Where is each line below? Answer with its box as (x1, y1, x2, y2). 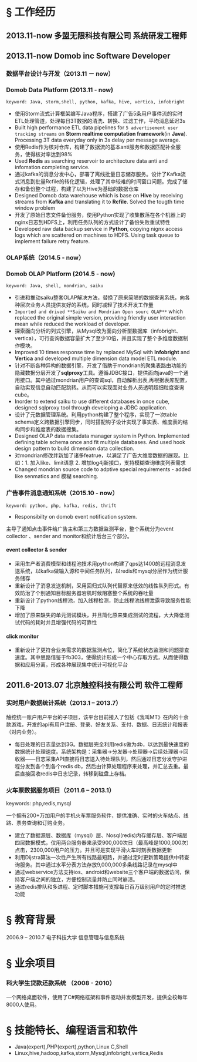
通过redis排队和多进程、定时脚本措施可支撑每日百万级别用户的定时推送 (14, 883, 186, 890)
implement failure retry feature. (14, 238, 90, 245)
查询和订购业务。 (26, 819, 68, 826)
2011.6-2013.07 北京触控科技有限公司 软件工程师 (6, 680, 183, 690)
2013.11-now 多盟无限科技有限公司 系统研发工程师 (6, 31, 188, 41)
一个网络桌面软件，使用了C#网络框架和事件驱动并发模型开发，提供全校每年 (6, 993, 188, 1000)
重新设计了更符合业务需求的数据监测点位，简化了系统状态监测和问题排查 (14, 647, 189, 654)
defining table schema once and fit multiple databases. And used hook (14, 439, 186, 446)
